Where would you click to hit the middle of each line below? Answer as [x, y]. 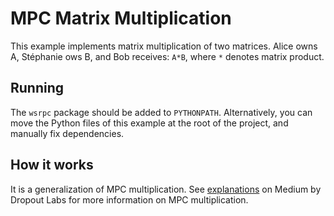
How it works [52, 165]
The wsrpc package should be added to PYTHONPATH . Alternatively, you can [161, 112]
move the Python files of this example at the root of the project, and [149, 123]
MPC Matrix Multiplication [121, 18]
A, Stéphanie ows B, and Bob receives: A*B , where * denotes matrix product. [167, 56]
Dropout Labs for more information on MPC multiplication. [129, 199]
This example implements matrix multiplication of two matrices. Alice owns [164, 46]
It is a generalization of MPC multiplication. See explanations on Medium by [166, 189]
